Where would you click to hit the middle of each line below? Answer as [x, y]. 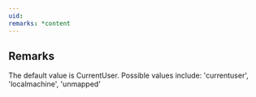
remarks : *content [39, 23]
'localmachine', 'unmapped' [55, 84]
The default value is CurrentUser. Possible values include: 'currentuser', [129, 76]
